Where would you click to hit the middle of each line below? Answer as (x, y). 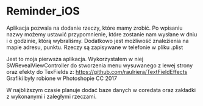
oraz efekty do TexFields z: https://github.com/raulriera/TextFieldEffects (97, 71)
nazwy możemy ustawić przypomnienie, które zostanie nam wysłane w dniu (102, 34)
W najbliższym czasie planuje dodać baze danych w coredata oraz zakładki (101, 90)
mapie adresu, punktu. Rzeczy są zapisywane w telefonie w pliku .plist (95, 47)
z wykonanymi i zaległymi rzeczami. (52, 96)
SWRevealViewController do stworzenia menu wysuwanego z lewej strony (100, 65)
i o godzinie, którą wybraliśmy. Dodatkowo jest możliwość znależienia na (98, 41)
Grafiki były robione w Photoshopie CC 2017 (62, 78)
